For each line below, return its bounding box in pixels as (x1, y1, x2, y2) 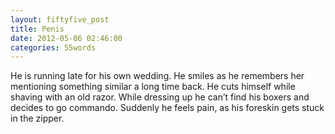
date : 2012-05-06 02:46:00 (10, 33, 123, 43)
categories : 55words (10, 42, 97, 53)
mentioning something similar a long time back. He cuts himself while (10, 81, 296, 93)
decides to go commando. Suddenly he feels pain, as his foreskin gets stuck (10, 102, 325, 114)
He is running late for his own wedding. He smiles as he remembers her (10, 70, 305, 82)
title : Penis (10, 24, 65, 34)
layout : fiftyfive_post (10, 14, 110, 25)
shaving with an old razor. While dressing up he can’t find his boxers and (10, 91, 310, 103)
